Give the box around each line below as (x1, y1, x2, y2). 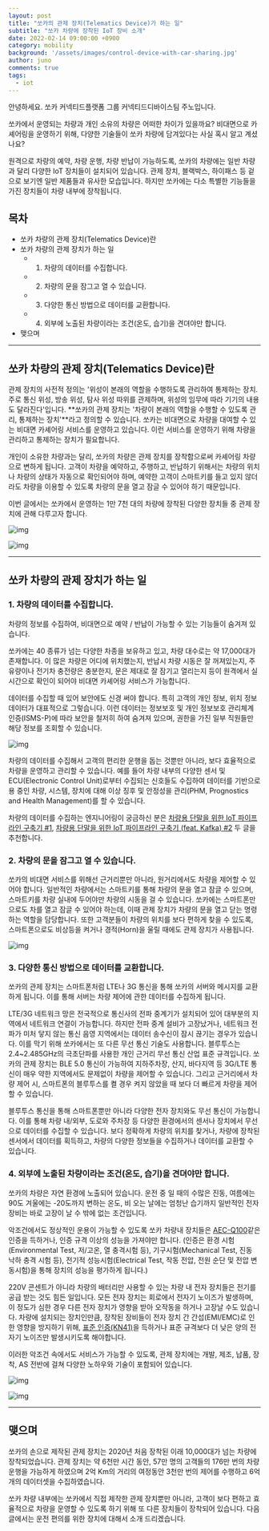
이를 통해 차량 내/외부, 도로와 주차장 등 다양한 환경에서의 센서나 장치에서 (18, 1116, 243, 1126)
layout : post (8, 11, 52, 20)
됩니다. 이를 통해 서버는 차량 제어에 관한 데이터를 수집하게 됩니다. (22, 992, 226, 1002)
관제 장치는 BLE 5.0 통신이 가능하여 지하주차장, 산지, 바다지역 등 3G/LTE (22, 1059, 250, 1068)
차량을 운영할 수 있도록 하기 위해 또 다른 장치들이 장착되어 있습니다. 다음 (35, 1504, 260, 1513)
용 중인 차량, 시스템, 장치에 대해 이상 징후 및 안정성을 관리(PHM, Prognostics (8, 786, 250, 795)
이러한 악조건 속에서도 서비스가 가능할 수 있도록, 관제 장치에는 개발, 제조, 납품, (8, 1349, 251, 1359)
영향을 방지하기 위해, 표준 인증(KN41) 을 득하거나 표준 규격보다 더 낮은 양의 (16, 1322, 248, 1331)
